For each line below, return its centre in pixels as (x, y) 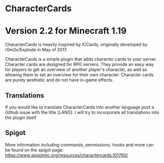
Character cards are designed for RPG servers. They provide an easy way (80, 65)
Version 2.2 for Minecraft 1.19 (66, 31)
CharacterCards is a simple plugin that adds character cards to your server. (81, 59)
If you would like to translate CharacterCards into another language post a (80, 107)
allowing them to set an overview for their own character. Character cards (79, 75)
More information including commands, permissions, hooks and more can (80, 144)
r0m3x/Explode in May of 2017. (36, 50)
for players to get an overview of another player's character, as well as (76, 70)
